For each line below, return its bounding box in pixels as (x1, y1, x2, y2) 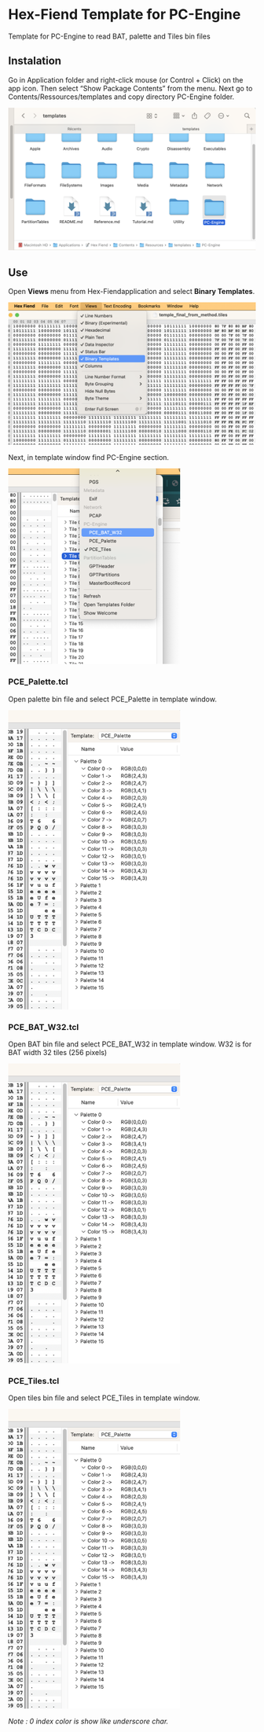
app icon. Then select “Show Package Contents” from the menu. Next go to (8, 83, 253, 93)
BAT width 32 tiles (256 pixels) (8, 1048, 108, 1057)
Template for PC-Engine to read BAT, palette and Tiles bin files (8, 31, 211, 41)
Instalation (8, 54, 61, 68)
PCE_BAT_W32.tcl (8, 1022, 79, 1033)
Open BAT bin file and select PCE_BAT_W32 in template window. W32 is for (8, 1039, 252, 1049)
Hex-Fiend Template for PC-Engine (8, 6, 241, 24)
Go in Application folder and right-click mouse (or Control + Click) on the (8, 75, 244, 84)
